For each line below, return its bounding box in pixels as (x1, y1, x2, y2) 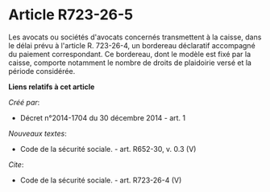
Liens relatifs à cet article (8, 82, 95, 92)
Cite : (8, 159, 24, 170)
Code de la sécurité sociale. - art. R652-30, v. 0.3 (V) (19, 144, 197, 153)
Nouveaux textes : (8, 129, 67, 138)
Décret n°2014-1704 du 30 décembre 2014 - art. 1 (19, 112, 186, 122)
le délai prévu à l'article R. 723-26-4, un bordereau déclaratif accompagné (8, 40, 255, 50)
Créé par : (8, 97, 40, 107)
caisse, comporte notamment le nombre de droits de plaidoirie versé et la (8, 58, 252, 67)
